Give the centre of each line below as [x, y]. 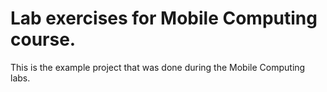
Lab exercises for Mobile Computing [164, 18]
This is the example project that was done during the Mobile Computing [158, 67]
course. [43, 39]
